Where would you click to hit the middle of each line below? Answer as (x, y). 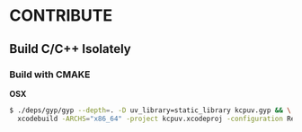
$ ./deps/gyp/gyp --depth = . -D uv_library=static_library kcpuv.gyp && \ (151, 110)
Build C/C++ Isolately (71, 49)
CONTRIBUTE (61, 16)
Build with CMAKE (50, 75)
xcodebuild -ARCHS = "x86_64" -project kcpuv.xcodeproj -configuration (150, 119)
